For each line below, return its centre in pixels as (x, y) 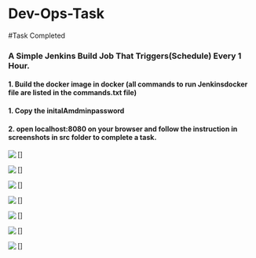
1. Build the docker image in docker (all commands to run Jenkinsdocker (128, 84)
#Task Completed (37, 35)
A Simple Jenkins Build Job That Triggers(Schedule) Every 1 (125, 56)
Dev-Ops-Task (56, 14)
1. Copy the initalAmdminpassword (66, 111)
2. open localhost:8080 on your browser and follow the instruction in (123, 129)
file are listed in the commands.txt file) (73, 93)
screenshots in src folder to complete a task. (82, 137)
